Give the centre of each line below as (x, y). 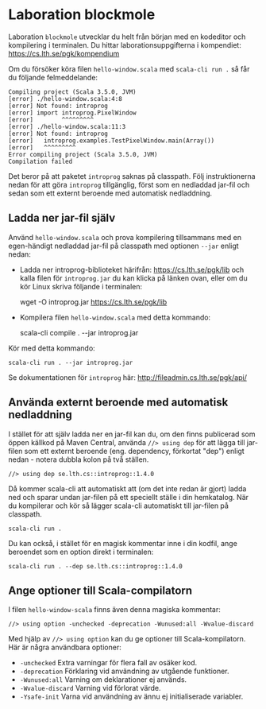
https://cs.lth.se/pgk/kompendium (64, 53)
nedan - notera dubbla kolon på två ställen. (79, 459)
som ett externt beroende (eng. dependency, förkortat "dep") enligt (134, 451)
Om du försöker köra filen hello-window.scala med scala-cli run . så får (129, 68)
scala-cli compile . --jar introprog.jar (79, 332)
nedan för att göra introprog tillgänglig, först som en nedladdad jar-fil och (129, 184)
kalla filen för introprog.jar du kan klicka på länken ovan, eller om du (133, 278)
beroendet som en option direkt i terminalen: (81, 552)
